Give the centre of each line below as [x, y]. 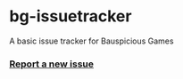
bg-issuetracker [71, 16]
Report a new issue [52, 64]
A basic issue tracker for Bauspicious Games [91, 41]
